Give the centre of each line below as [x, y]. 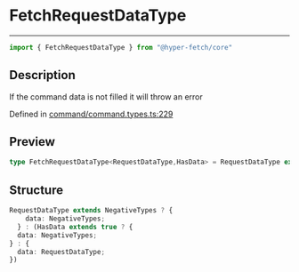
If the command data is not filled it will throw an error [106, 96]
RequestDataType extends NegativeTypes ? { [91, 211]
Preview [32, 142]
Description [42, 75]
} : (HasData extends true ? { [75, 227]
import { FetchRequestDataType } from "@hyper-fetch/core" [121, 47]
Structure [36, 190]
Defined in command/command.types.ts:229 [91, 114]
